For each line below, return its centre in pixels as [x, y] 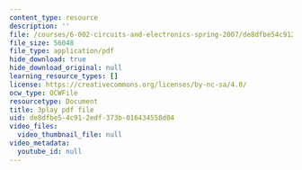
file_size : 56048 [42, 43]
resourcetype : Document [54, 101]
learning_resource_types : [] [64, 76]
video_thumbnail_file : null [70, 135]
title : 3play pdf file [52, 110]
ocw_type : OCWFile [44, 93]
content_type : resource [54, 18]
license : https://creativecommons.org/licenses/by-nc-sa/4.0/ [128, 85]
